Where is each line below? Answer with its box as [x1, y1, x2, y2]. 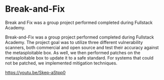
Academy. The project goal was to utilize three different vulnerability [5, 39, 143, 45]
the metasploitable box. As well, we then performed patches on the [5, 50, 141, 56]
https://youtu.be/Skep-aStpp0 [5, 69, 66, 75]
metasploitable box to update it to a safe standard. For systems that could [5, 55, 154, 60]
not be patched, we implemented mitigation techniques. [5, 60, 117, 66]
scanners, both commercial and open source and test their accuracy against [5, 44, 159, 50]
